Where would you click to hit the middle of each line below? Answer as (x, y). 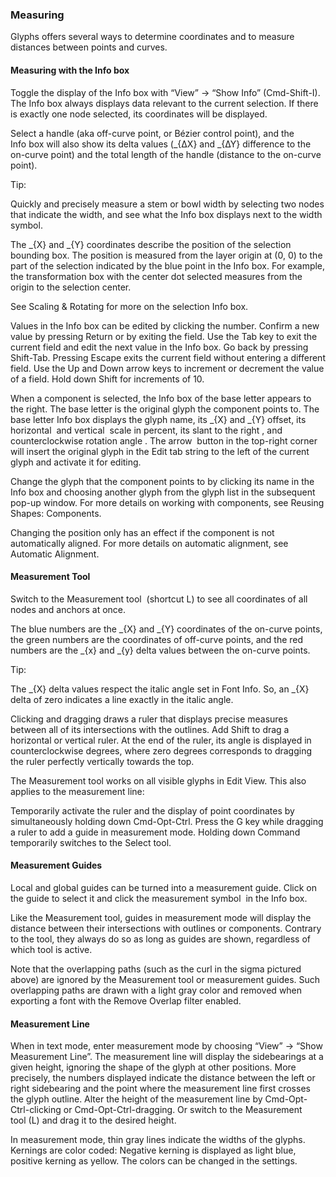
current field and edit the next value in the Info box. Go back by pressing (159, 347)
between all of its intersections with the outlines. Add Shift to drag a (150, 729)
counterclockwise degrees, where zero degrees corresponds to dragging (161, 750)
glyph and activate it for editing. (76, 462)
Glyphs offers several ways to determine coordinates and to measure (152, 37)
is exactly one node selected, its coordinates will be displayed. (139, 114)
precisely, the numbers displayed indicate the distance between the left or (163, 1078)
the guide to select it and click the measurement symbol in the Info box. (159, 898)
